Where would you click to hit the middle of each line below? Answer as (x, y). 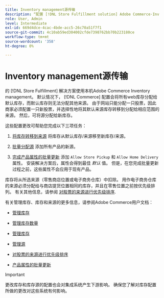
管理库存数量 (25, 223)
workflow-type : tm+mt (27, 37)
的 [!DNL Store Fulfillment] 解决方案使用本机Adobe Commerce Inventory (78, 91)
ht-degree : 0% (20, 46)
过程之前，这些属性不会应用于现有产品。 (53, 169)
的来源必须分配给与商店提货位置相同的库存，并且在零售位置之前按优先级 (78, 186)
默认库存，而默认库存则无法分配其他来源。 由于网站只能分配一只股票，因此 (81, 103)
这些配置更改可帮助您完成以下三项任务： (46, 125)
